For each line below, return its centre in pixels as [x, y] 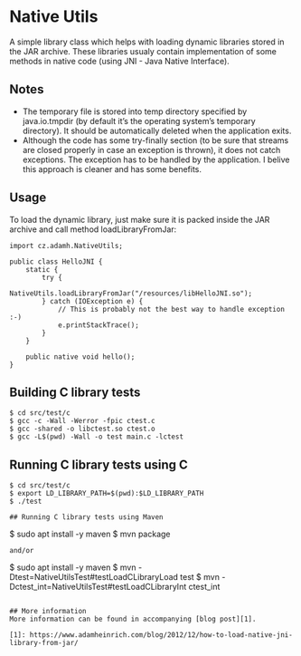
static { [42, 269]
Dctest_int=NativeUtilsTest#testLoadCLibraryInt [98, 587]
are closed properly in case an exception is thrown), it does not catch [151, 150]
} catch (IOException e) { [93, 301]
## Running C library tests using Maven [87, 517]
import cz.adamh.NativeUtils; [66, 246]
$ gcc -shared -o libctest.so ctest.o [82, 429]
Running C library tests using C [99, 464]
